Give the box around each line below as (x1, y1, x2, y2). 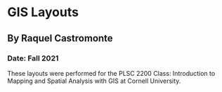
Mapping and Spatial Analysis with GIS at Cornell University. (7, 77, 181, 85)
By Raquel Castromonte (7, 32, 114, 44)
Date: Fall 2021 (7, 53, 59, 63)
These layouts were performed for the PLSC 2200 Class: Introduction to (7, 69, 216, 77)
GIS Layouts (7, 4, 79, 20)
